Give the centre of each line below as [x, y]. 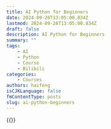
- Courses [30, 80]
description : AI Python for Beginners [56, 35]
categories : [21, 74]
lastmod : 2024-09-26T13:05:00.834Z [52, 23]
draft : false [23, 29]
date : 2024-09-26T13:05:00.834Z [47, 18]
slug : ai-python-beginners [41, 102]
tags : [13, 46]
